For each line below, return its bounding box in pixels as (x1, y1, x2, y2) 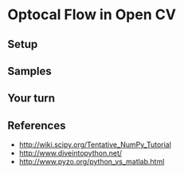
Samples (7, 64, 53, 77)
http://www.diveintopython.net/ (18, 148, 123, 158)
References (7, 118, 66, 132)
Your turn (7, 92, 56, 105)
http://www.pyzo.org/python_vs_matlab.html (18, 157, 165, 167)
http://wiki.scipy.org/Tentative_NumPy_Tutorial (18, 140, 172, 149)
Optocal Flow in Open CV (7, 6, 177, 24)
